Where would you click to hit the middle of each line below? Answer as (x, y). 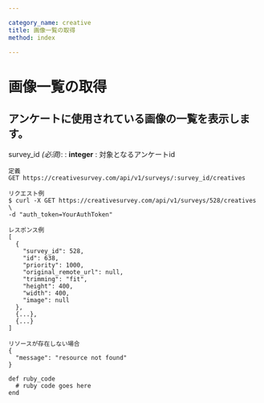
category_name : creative (50, 22)
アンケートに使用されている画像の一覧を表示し (124, 118)
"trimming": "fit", (55, 280)
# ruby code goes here (53, 386)
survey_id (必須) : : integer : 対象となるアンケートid (91, 155)
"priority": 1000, (53, 265)
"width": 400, (46, 293)
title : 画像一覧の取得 (42, 30)
